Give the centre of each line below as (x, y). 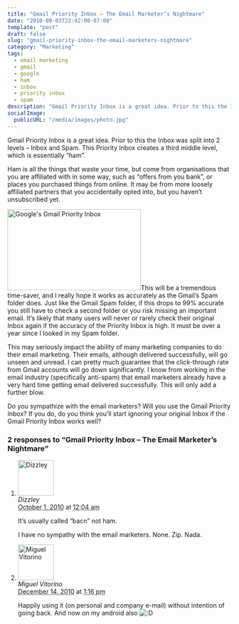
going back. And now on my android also (78, 613)
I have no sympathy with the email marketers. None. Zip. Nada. (110, 534)
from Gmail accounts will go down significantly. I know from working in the (117, 369)
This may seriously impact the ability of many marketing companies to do (115, 347)
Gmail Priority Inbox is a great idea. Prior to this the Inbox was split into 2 (114, 140)
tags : (15, 54)
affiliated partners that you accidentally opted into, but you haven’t (105, 191)
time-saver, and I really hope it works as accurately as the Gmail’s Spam (113, 295)
